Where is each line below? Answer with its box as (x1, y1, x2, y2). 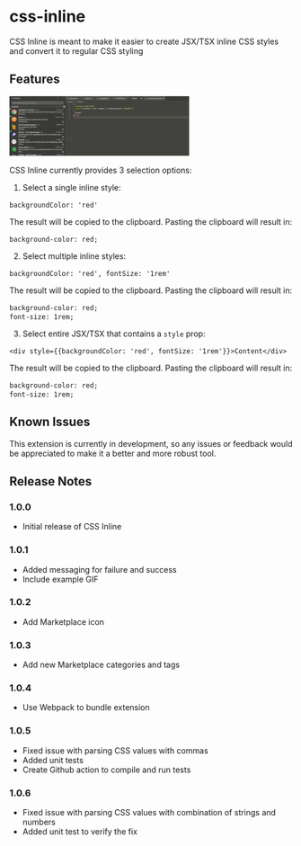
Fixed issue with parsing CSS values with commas (22, 744, 208, 756)
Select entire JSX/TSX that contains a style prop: (22, 328, 206, 339)
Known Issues (9, 414, 91, 430)
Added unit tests (22, 754, 84, 765)
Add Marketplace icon (22, 616, 105, 627)
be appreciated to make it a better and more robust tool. (9, 448, 217, 459)
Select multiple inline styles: (22, 250, 127, 262)
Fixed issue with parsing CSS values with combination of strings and (22, 807, 277, 818)
